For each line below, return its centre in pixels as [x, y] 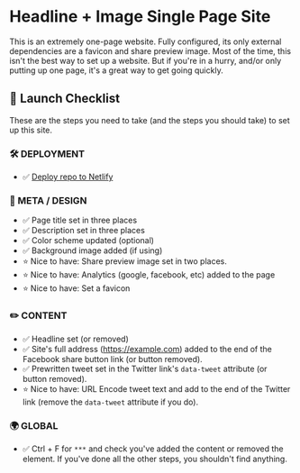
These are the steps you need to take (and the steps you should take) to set [150, 120]
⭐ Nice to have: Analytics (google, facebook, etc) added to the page [149, 275]
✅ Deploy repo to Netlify [68, 177]
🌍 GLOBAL [34, 425]
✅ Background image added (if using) [92, 250]
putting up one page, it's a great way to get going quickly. [116, 70]
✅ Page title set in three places [80, 220]
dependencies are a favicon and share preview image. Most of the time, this [150, 50]
